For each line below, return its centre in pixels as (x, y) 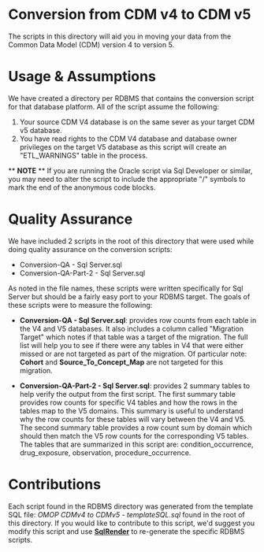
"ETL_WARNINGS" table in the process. (84, 155)
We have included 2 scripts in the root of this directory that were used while (131, 241)
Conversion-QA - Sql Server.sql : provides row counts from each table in (138, 320)
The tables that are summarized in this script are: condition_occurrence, (136, 444)
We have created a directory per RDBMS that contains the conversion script (131, 98)
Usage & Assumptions (82, 77)
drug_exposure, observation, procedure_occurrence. (105, 452)
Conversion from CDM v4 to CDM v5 (130, 15)
